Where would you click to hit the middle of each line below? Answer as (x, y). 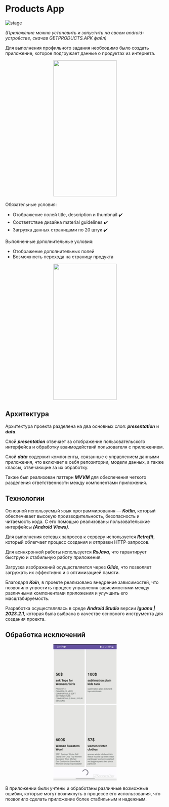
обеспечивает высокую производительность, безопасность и (73, 516)
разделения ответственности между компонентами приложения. (76, 482)
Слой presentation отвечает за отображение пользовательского (75, 441)
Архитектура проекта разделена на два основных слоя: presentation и (82, 426)
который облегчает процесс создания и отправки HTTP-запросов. (77, 542)
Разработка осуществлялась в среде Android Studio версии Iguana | (80, 608)
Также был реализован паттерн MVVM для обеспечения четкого (76, 477)
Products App (35, 9)
